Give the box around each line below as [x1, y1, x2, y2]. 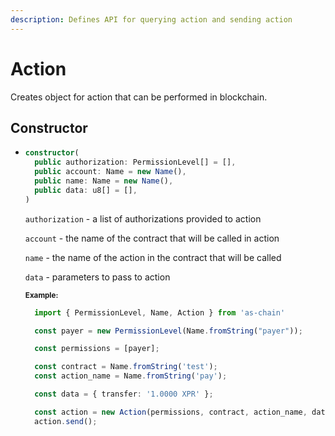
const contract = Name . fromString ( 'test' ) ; [34, 362, 218, 372]
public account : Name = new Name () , [34, 167, 187, 177]
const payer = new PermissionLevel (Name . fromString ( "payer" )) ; [34, 326, 303, 336]
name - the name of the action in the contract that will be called [24, 251, 282, 263]
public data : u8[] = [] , [34, 185, 138, 195]
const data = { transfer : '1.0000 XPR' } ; [34, 389, 214, 399]
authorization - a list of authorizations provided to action [24, 212, 262, 225]
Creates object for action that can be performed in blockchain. [10, 91, 268, 103]
